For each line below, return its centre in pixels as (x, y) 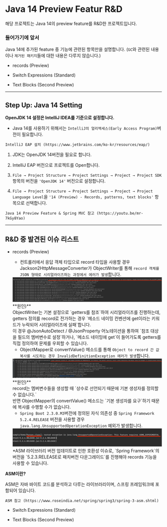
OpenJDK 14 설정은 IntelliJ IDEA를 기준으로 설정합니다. (60, 118)
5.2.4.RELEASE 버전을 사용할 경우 (52, 419)
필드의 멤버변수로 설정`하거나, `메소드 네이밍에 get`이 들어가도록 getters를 (89, 337)
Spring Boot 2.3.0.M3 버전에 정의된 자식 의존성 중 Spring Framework (87, 413)
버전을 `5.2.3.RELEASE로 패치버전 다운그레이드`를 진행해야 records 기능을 (84, 457)
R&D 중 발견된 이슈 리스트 (42, 239)
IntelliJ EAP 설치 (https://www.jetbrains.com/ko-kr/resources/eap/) (78, 145)
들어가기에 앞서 (22, 37)
